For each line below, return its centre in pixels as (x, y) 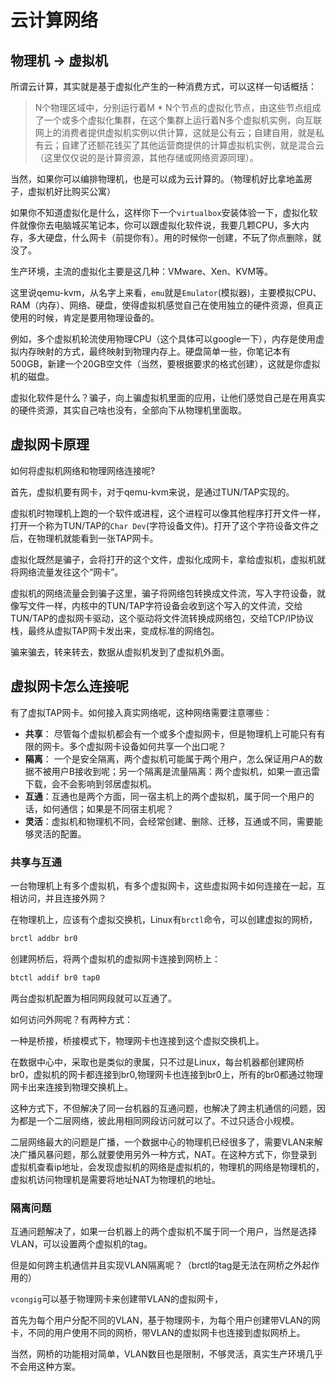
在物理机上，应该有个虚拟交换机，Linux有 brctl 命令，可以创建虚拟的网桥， (164, 919)
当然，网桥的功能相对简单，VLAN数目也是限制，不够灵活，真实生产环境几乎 (166, 1353)
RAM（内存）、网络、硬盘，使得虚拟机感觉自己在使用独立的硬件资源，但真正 (167, 305)
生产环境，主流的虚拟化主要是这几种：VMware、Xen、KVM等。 (142, 271)
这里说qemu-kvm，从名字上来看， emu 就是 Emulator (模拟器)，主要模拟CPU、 (166, 292)
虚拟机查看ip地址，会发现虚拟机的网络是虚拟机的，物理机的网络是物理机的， (167, 1167)
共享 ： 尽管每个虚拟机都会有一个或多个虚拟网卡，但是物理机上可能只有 (170, 733)
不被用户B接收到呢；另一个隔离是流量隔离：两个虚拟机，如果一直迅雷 (176, 771)
